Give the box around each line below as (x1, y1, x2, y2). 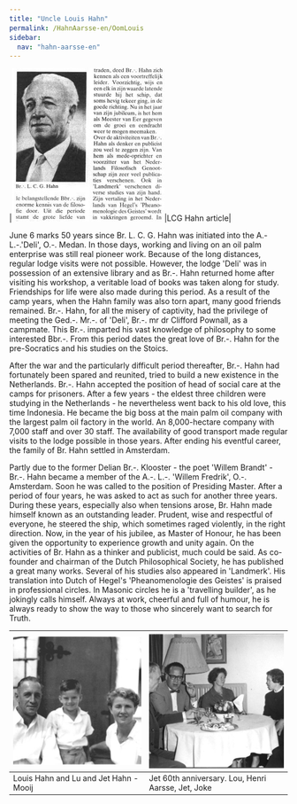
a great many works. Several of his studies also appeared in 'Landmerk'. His (9, 566, 286, 576)
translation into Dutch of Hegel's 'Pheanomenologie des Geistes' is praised (9, 575, 283, 586)
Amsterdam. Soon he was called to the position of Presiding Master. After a (9, 481, 283, 492)
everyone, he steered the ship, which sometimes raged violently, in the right (9, 519, 286, 529)
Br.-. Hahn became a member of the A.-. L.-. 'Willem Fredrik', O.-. (9, 472, 247, 482)
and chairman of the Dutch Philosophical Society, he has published (39, 557, 285, 567)
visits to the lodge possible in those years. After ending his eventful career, (9, 435, 281, 447)
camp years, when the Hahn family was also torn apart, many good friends (9, 296, 281, 307)
